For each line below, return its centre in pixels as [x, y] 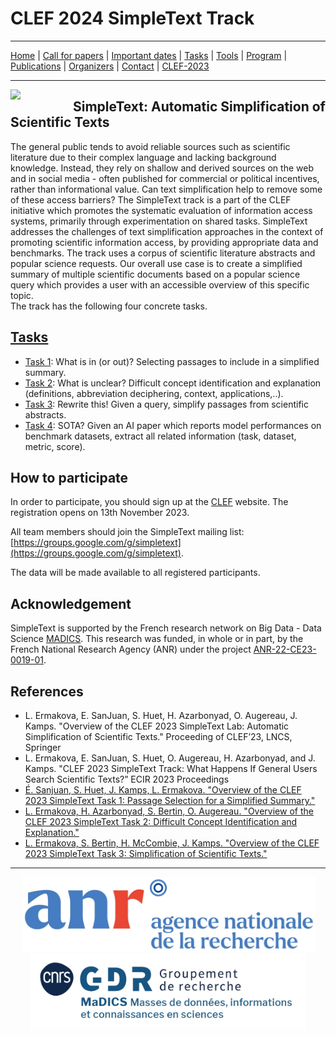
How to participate [69, 477]
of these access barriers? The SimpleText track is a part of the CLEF [151, 199]
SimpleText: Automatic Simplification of [199, 107]
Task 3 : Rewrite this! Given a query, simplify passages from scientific [166, 404]
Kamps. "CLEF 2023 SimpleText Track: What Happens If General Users [171, 768]
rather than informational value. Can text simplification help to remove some [166, 189]
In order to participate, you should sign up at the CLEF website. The [149, 502]
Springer [43, 747]
